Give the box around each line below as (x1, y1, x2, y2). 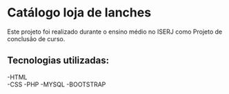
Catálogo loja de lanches (7, 5, 152, 21)
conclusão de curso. (7, 34, 66, 43)
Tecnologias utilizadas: (7, 55, 109, 67)
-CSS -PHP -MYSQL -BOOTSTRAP (7, 80, 106, 89)
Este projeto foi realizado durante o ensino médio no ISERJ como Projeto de (7, 27, 223, 36)
